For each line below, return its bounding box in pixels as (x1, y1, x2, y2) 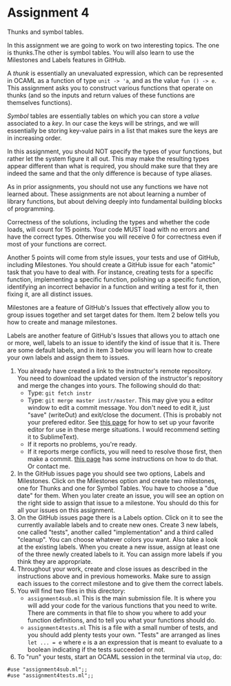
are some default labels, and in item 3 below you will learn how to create (7, 346, 212, 354)
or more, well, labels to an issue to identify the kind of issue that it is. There (7, 338, 221, 346)
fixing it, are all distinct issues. (7, 290, 93, 298)
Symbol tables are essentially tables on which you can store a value (7, 112, 200, 120)
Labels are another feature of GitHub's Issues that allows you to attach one (7, 331, 220, 340)
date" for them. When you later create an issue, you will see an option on (17, 491, 224, 500)
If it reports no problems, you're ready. (27, 440, 137, 448)
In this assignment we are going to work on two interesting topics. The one (7, 41, 219, 49)
